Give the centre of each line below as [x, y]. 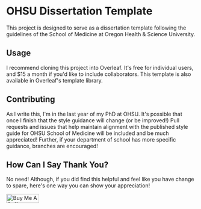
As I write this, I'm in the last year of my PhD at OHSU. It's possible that [94, 114]
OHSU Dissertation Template [79, 11]
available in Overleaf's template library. [55, 80]
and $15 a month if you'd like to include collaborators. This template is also [99, 74]
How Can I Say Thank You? [57, 165]
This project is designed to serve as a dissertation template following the [96, 28]
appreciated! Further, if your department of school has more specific [91, 139]
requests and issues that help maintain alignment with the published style [97, 126]
